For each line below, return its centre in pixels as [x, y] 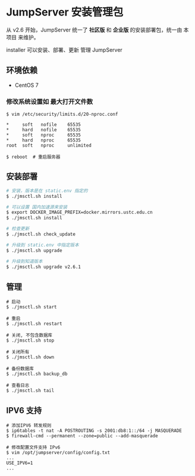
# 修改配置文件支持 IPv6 [33, 447]
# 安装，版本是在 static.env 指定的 [47, 191]
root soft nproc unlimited [49, 146]
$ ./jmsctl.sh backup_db [37, 374]
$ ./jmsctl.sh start [32, 307]
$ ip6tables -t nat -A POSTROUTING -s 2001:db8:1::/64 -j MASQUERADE [94, 431]
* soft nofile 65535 [44, 125]
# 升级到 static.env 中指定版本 [43, 245]
